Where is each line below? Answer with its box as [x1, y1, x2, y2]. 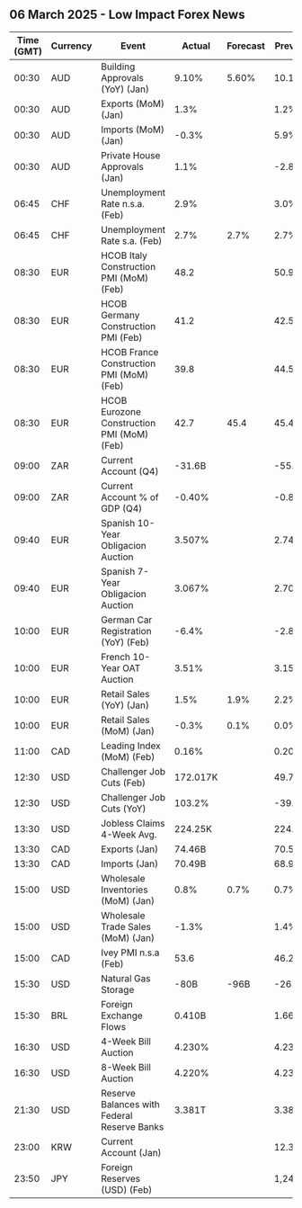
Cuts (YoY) [100, 802, 147, 815]
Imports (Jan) [100, 857, 159, 870]
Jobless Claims [100, 817, 165, 829]
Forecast [226, 40, 265, 52]
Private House [100, 148, 161, 161]
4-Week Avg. [100, 828, 157, 840]
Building [100, 60, 136, 73]
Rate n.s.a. [100, 197, 146, 210]
